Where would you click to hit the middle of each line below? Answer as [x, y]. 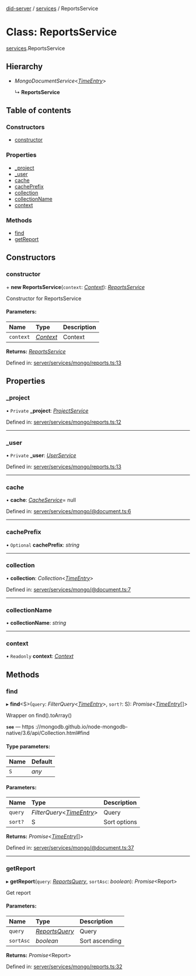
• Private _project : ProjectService [47, 410]
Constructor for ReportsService [44, 298]
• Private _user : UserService [41, 455]
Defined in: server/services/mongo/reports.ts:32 [64, 966]
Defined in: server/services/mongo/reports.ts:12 [64, 422]
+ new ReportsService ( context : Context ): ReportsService [76, 287]
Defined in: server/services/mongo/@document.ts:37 [70, 848]
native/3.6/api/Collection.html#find [48, 733]
